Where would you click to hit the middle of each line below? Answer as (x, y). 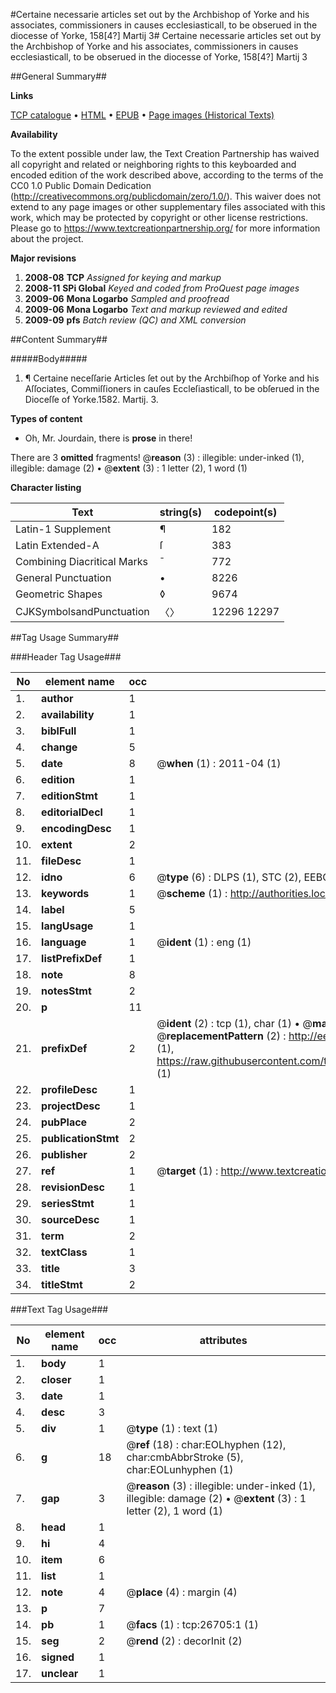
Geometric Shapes (59, 594)
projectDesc (71, 1106)
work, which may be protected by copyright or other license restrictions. (159, 217)
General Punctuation (63, 577)
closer (56, 1379)
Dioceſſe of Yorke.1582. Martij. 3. (91, 399)
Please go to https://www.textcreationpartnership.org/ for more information (165, 228)
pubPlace (64, 1122)
